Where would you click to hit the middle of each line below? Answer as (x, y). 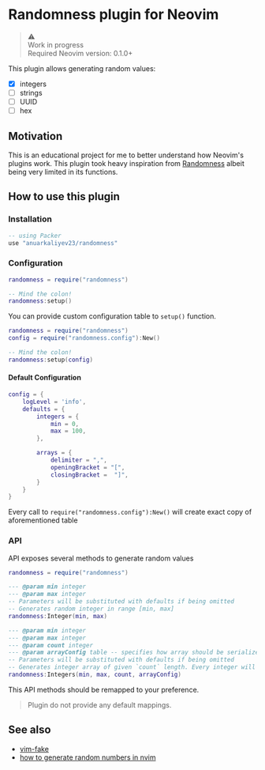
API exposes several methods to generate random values (101, 558)
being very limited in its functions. (63, 172)
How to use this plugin (64, 196)
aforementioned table (43, 520)
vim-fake (34, 749)
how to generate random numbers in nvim (88, 757)
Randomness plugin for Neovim (114, 15)
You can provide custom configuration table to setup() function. (112, 316)
